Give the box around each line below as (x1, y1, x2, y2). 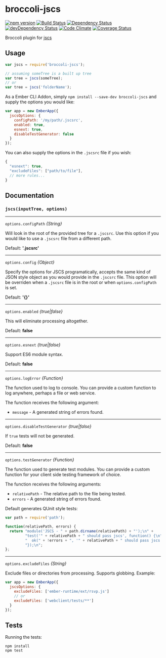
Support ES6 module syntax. (5, 351, 63, 357)
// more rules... (9, 173, 45, 178)
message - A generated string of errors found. (12, 409, 104, 415)
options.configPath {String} (5, 221, 62, 227)
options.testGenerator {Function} (5, 457, 75, 463)
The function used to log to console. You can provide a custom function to (5, 385, 157, 391)
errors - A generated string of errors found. (12, 496, 102, 502)
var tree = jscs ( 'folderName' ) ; (5, 85, 72, 90)
